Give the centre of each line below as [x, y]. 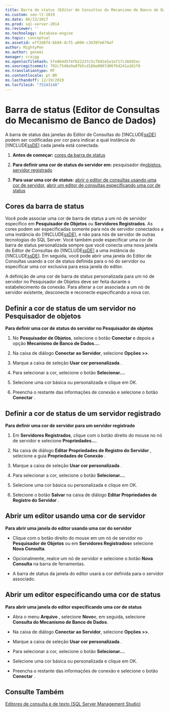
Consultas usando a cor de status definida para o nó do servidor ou [75, 261]
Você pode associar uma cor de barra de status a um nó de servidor [76, 218]
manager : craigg [22, 57]
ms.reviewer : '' [22, 29]
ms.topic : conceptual [28, 38]
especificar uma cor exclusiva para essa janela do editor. [64, 267]
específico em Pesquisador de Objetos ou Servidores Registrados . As [79, 224]
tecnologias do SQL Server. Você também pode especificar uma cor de [79, 240]
